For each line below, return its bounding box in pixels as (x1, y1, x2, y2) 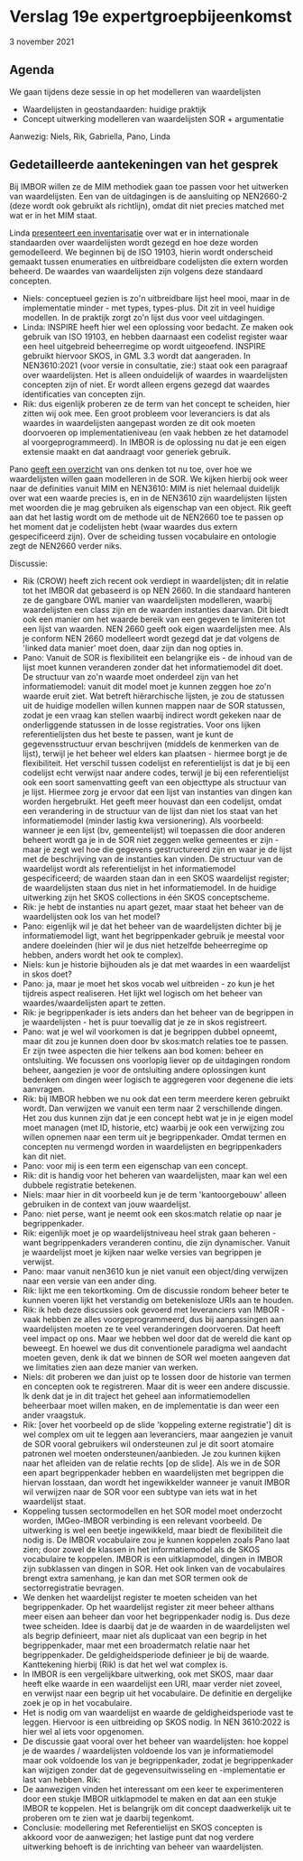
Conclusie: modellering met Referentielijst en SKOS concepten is (22, 1821, 263, 1833)
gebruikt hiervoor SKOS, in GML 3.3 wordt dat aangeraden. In (22, 350, 251, 361)
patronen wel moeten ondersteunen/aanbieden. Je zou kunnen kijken (22, 1448, 281, 1458)
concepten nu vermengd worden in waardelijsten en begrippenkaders (22, 1141, 282, 1152)
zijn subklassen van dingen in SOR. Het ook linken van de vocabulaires (22, 1563, 286, 1574)
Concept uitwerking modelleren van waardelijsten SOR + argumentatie (22, 113, 284, 124)
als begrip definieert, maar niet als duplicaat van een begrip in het (22, 1630, 268, 1641)
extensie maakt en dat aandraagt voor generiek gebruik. (22, 446, 232, 457)
